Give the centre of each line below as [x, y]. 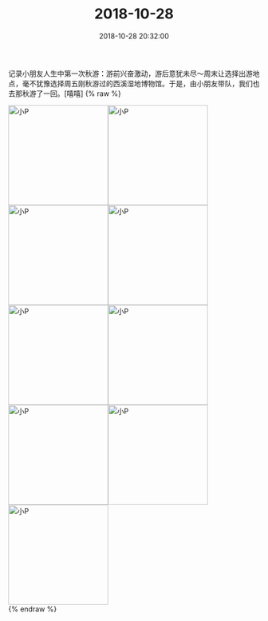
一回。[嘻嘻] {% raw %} [82, 94]
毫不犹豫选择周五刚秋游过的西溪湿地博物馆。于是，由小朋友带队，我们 [137, 83]
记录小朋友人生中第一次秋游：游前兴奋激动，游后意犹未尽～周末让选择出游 [130, 74]
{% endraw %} [33, 609]
